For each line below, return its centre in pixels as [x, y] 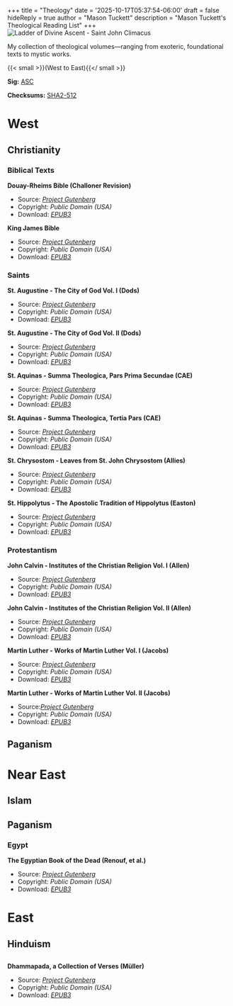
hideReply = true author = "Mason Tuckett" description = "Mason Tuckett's [117, 18]
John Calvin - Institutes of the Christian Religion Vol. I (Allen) [98, 565]
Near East [36, 775]
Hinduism [29, 944]
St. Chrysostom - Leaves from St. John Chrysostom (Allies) [96, 460]
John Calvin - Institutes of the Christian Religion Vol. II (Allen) [99, 608]
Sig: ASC [21, 81]
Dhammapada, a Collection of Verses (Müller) [76, 966]
